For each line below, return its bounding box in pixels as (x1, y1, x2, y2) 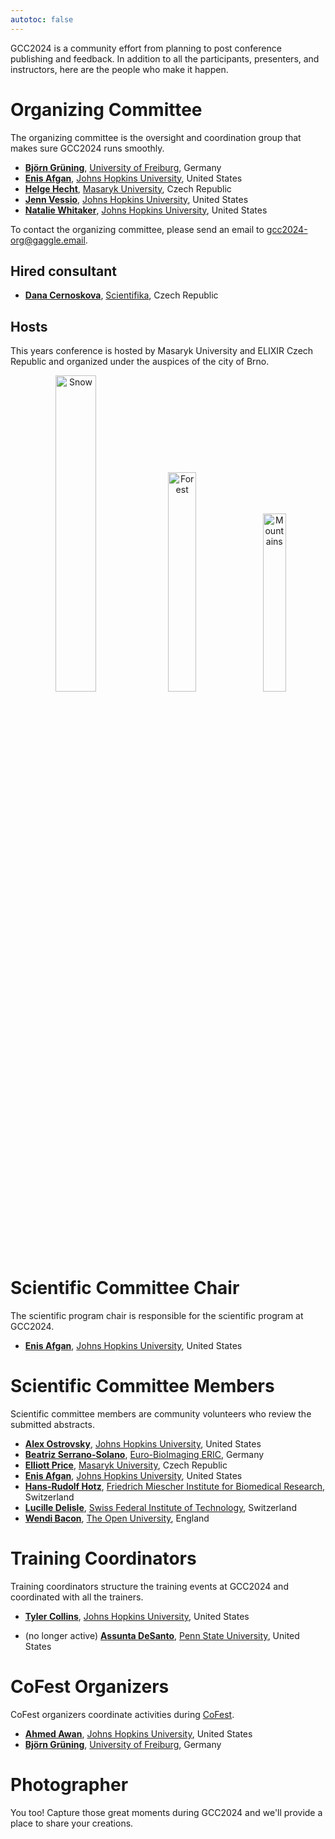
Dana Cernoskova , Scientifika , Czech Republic (24, 289, 219, 301)
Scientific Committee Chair (10, 1277, 240, 1300)
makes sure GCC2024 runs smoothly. (10, 142, 165, 154)
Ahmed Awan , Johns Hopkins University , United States (24, 1727, 253, 1740)
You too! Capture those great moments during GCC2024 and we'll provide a (10, 1806, 323, 1818)
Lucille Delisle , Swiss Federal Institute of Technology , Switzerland (24, 1502, 297, 1514)
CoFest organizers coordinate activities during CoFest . (10, 1708, 235, 1720)
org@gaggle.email (10, 234, 86, 246)
